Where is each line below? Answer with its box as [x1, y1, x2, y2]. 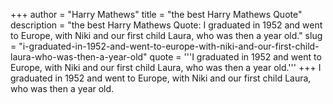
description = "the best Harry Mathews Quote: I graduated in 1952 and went [10, 19, 323, 31]
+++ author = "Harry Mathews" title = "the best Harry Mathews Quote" [10, 9, 303, 20]
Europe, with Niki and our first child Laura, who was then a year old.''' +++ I [10, 62, 322, 73]
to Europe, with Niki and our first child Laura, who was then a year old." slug [10, 30, 323, 41]
